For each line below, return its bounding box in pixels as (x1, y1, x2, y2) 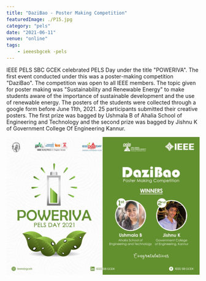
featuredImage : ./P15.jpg (6, 16, 72, 23)
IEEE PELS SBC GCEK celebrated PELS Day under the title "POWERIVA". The (6, 66, 199, 73)
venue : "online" (6, 36, 48, 42)
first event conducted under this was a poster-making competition (6, 72, 174, 80)
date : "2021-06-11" (6, 29, 56, 36)
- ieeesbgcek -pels (17, 49, 67, 55)
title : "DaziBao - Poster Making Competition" (6, 10, 128, 16)
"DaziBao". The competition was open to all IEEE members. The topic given (6, 79, 196, 86)
